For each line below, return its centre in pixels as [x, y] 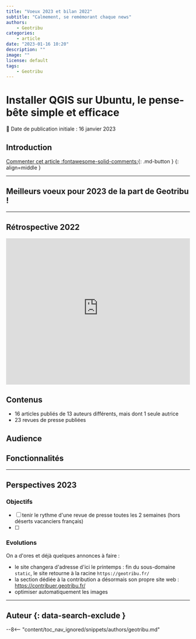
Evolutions [21, 543]
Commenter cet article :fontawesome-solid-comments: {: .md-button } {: [92, 161]
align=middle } [24, 168]
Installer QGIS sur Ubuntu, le [76, 100]
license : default [27, 60]
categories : [20, 33]
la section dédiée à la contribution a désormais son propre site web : [97, 579]
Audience [24, 439]
